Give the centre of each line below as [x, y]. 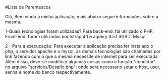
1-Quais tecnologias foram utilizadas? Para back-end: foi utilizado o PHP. [80, 31]
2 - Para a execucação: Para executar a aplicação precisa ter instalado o [79, 46]
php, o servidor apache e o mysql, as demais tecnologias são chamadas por [83, 51]
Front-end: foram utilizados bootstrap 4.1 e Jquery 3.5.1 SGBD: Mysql [75, 37]
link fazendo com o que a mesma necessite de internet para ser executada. [82, 56]
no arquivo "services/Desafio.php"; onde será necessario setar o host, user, [83, 67]
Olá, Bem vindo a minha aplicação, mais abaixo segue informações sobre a [82, 16]
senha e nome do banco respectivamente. [48, 72]
